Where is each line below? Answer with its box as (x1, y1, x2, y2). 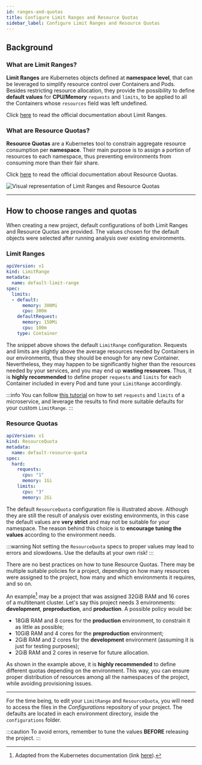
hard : (11, 461, 26, 467)
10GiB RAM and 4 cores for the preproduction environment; (14, 630, 164, 637)
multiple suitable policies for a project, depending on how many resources (6, 567, 190, 574)
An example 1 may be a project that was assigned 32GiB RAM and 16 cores (6, 592, 190, 600)
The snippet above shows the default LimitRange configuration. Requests (6, 341, 188, 348)
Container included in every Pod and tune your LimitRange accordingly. (6, 379, 182, 387)
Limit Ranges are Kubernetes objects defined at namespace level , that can (6, 74, 193, 81)
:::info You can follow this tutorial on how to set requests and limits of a (6, 391, 185, 398)
